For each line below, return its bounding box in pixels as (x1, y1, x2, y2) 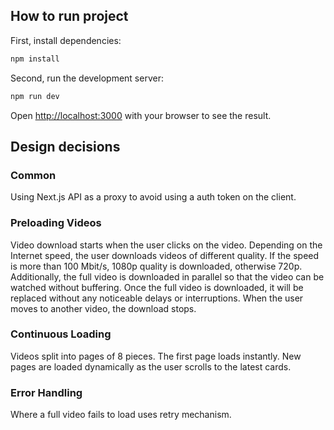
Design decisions (10, 138, 121, 155)
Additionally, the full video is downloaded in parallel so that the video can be (10, 270, 325, 283)
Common (10, 168, 57, 182)
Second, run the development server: (10, 72, 164, 84)
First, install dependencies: (10, 34, 122, 46)
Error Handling (10, 385, 83, 399)
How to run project (10, 8, 129, 25)
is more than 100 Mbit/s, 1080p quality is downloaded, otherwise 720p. (10, 260, 303, 272)
